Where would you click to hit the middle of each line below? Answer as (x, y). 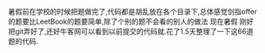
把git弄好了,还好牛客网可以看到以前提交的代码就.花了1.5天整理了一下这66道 (131, 31)
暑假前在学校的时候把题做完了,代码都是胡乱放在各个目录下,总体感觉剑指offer (133, 11)
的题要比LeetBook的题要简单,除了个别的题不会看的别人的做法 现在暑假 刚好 (131, 21)
